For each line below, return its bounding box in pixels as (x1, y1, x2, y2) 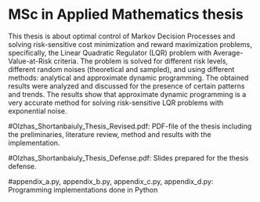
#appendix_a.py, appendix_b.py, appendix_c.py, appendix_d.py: (8, 176, 214, 186)
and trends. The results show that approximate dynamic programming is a (8, 89, 247, 99)
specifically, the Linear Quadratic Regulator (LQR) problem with (8, 48, 212, 57)
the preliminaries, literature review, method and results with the (8, 129, 211, 139)
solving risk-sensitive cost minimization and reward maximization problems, (8, 39, 252, 49)
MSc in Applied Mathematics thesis (8, 5, 244, 23)
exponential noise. (8, 106, 67, 115)
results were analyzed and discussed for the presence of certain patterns (8, 81, 245, 91)
